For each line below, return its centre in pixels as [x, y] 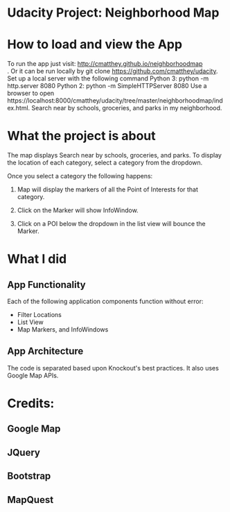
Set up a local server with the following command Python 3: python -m [108, 78]
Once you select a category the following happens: [80, 176]
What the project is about [81, 136]
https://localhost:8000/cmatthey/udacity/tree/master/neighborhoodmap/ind [115, 101]
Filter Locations [39, 315]
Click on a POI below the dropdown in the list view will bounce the [111, 224]
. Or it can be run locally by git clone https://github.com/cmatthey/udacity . [113, 71]
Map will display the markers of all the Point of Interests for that [108, 189]
